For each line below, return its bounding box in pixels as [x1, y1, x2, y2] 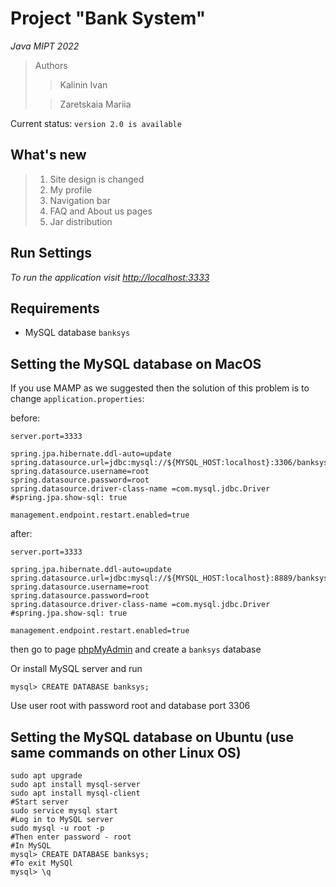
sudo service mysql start [10, 806, 118, 816]
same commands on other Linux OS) [10, 744, 242, 761]
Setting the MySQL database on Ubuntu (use [10, 728, 295, 746]
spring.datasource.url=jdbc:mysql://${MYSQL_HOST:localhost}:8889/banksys [10, 573, 329, 584]
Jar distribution [49, 215, 113, 227]
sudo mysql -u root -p [10, 823, 105, 833]
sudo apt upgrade [10, 771, 83, 781]
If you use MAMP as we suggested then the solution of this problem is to [10, 382, 310, 394]
